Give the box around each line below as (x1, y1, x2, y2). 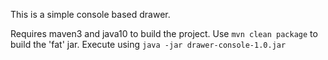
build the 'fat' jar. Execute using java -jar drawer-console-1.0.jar (10, 39, 287, 50)
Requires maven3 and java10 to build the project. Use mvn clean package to (10, 28, 318, 39)
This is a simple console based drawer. (10, 9, 171, 20)
